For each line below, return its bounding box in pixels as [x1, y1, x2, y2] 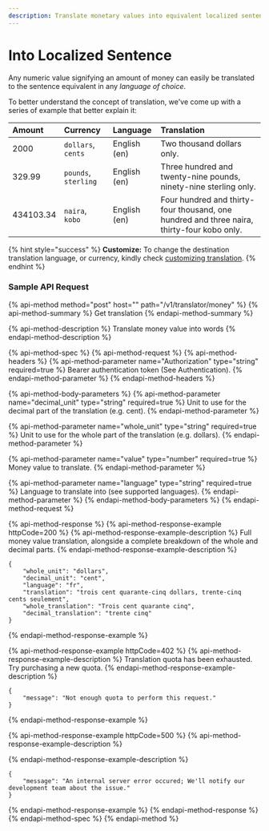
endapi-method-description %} [8, 332, 112, 341]
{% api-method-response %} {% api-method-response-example [8, 518, 222, 529]
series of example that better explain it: [8, 105, 138, 115]
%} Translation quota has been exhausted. [112, 654, 253, 664]
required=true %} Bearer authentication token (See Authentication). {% [8, 365, 243, 374]
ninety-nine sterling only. [160, 181, 256, 192]
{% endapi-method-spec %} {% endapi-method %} [8, 813, 179, 823]
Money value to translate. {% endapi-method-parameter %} [8, 462, 206, 472]
